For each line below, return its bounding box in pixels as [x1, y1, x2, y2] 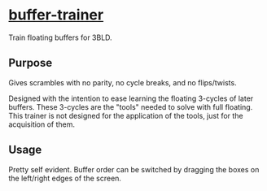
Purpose [8, 56, 53, 70]
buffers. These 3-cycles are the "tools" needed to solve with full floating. [8, 102, 253, 111]
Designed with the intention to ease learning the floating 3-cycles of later [8, 93, 254, 103]
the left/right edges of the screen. [8, 173, 122, 183]
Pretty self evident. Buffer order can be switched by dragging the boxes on [8, 164, 260, 174]
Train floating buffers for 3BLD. [8, 33, 112, 42]
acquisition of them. [8, 119, 76, 129]
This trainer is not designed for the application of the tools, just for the [8, 111, 243, 120]
